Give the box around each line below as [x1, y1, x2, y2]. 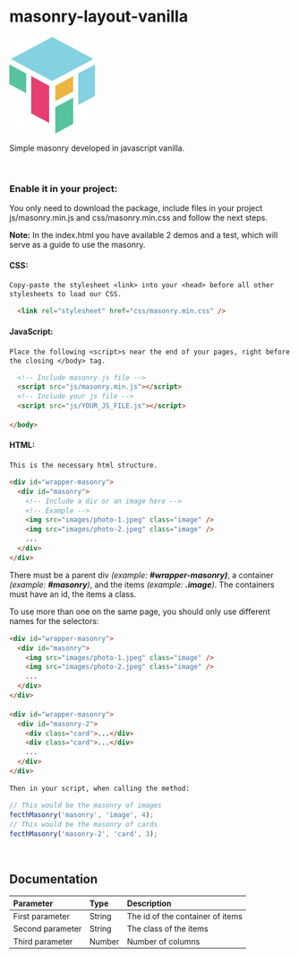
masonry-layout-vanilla [9, 6, 189, 27]
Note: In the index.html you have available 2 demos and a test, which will [9, 230, 278, 241]
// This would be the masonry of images [9, 801, 163, 810]
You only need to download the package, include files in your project [9, 203, 263, 214]
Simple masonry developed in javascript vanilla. [9, 142, 185, 154]
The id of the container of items [126, 911, 243, 922]
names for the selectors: [9, 615, 99, 626]
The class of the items [126, 923, 209, 935]
